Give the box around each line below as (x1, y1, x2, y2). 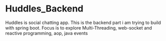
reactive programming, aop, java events (5, 30, 88, 36)
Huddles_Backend (5, 3, 84, 14)
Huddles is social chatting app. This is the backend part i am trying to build (5, 19, 161, 25)
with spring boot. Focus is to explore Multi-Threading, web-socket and (5, 24, 152, 30)
